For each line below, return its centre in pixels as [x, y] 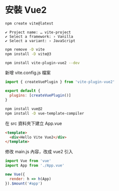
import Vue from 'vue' [28, 161]
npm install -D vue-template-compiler [45, 113]
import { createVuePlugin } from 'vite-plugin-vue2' [60, 82]
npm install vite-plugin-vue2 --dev [42, 63]
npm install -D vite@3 [28, 54]
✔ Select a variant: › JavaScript [40, 41]
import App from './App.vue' [35, 166]
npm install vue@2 [24, 109]
